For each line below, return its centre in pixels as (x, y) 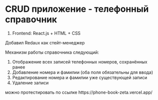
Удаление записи (30, 83)
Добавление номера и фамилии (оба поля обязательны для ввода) (83, 72)
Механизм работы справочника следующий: (52, 52)
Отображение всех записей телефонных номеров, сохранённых (80, 62)
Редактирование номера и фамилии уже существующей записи (79, 77)
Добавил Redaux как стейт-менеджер (45, 42)
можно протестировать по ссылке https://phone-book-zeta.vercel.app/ (79, 92)
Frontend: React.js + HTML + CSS (46, 33)
